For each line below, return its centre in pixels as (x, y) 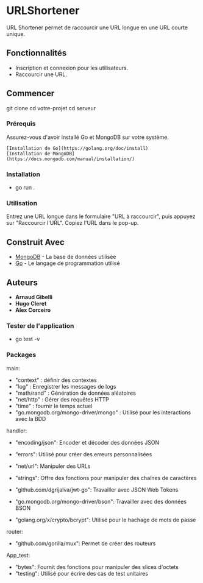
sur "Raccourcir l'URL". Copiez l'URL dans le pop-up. (73, 223)
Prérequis (21, 124)
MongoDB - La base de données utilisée (66, 257)
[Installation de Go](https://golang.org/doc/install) (77, 148)
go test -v (27, 339)
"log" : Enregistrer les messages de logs (66, 386)
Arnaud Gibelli (34, 297)
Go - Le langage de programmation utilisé (67, 263)
